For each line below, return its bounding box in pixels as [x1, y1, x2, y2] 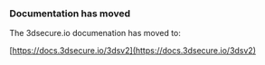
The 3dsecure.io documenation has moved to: [9, 28, 181, 39]
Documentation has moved [9, 7, 131, 20]
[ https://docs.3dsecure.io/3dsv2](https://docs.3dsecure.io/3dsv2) [9, 45, 256, 56]
